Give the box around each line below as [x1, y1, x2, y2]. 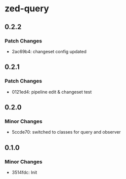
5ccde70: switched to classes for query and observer [11, 129, 121, 135]
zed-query [4, 3, 49, 14]
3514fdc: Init [11, 169, 38, 175]
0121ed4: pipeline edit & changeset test [11, 89, 92, 95]
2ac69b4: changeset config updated [11, 48, 87, 54]
